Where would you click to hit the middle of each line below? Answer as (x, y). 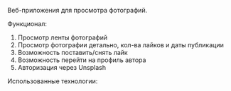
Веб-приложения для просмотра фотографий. (77, 10)
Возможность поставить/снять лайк (72, 53)
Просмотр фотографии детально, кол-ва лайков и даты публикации (120, 45)
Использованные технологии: (53, 81)
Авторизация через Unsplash (62, 67)
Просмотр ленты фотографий (63, 37)
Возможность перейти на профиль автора (82, 60)
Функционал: (27, 24)
